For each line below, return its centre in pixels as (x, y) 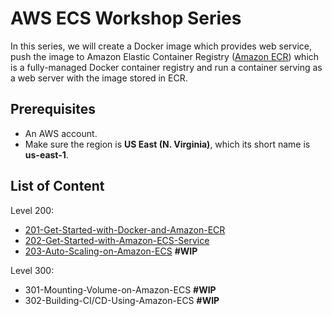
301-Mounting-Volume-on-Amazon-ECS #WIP (120, 289)
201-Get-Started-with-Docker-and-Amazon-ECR (125, 229)
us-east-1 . (46, 154)
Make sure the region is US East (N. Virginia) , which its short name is (167, 144)
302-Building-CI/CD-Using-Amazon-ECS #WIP (122, 300)
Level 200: (32, 210)
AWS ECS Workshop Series (126, 18)
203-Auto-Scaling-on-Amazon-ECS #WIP (111, 251)
